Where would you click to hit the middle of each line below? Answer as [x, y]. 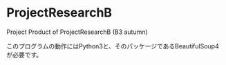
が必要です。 [25, 55]
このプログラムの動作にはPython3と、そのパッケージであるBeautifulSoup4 [113, 46]
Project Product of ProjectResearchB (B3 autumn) [77, 32]
